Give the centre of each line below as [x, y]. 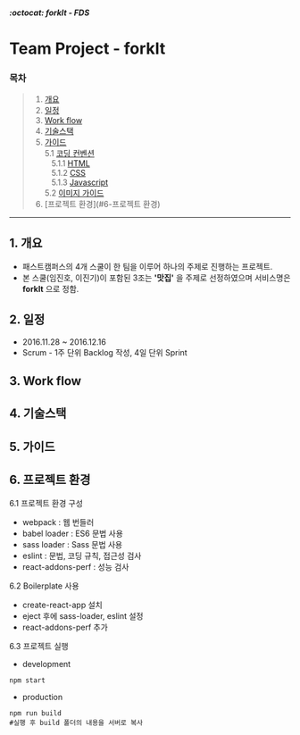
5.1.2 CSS [69, 173]
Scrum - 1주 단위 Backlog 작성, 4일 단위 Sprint [104, 352]
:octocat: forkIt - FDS [50, 13]
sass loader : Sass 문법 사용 [72, 544]
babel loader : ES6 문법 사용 [72, 533]
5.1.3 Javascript [80, 182]
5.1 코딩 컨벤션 [70, 154]
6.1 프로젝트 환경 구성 [46, 503]
